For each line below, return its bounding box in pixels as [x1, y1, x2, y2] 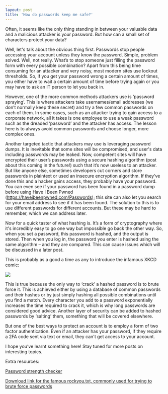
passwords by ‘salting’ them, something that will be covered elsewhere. [5, 313, 153, 319]
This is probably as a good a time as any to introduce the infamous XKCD [5, 256, 157, 262]
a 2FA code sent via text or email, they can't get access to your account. [5, 333, 155, 340]
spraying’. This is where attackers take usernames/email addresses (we [5, 99, 153, 105]
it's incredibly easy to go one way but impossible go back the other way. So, [5, 225, 163, 231]
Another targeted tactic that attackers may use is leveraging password [5, 140, 151, 146]
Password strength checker [5, 368, 62, 374]
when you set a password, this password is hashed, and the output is [5, 230, 149, 237]
